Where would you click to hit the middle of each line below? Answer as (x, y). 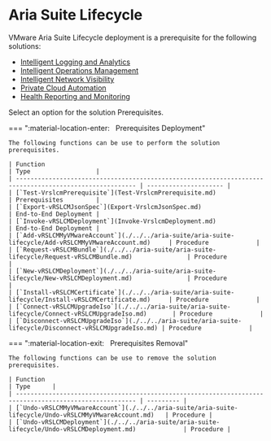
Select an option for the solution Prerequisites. (86, 112)
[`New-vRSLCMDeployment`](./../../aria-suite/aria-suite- (116, 271)
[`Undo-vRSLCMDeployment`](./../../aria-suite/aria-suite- (118, 422)
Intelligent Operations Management (79, 70)
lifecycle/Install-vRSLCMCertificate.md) (80, 299)
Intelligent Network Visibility (67, 79)
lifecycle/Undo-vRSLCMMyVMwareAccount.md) (81, 415)
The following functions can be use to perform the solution (114, 143)
